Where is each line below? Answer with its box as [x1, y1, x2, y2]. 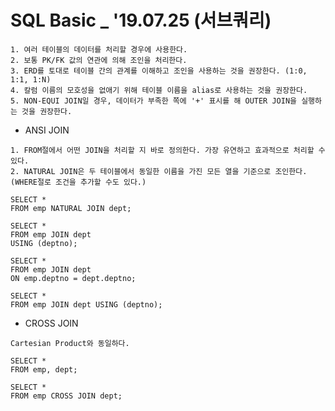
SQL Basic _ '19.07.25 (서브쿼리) [10, 9, 272, 32]
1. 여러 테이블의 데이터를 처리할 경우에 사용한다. [10, 44, 188, 55]
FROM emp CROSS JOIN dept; [10, 391, 123, 401]
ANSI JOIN [24, 124, 70, 136]
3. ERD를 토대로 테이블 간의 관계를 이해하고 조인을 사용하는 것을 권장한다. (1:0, [10, 66, 308, 76]
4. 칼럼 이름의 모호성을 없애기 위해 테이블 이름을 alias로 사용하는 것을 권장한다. [10, 85, 308, 95]
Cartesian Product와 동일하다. [10, 338, 130, 348]
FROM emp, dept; [10, 364, 78, 375]
